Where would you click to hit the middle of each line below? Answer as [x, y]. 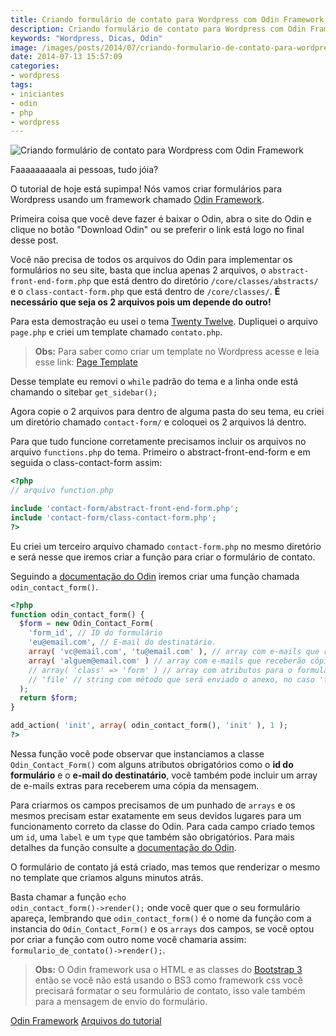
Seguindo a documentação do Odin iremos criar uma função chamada [155, 576]
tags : [21, 85]
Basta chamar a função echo [68, 897]
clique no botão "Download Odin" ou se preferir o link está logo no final [157, 230]
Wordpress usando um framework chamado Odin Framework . [137, 200]
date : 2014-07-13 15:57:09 [66, 57]
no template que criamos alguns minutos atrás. [107, 877]
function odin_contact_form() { [77, 614]
